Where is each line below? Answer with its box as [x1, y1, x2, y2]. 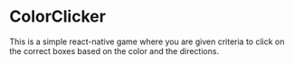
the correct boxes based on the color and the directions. [9, 45, 220, 56]
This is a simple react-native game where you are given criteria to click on [9, 36, 285, 47]
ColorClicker [9, 6, 107, 27]
